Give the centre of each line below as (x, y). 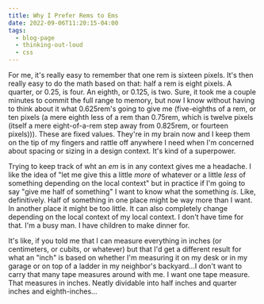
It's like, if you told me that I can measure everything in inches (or (115, 241)
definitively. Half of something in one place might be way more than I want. (130, 200)
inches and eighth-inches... (53, 291)
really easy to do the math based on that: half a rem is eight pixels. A (120, 83)
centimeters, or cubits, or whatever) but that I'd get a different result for (125, 249)
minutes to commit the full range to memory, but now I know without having (132, 100)
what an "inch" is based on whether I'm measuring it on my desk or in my (128, 258)
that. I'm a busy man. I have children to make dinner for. (99, 225)
